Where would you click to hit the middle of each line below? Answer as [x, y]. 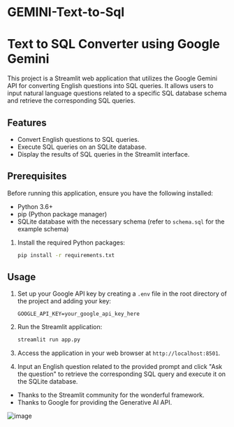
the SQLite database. [47, 382]
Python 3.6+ [35, 206]
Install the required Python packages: [71, 243]
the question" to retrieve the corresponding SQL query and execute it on [121, 374]
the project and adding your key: [64, 301]
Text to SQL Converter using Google [114, 44]
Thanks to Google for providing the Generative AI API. [95, 403]
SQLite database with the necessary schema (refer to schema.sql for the [121, 222]
